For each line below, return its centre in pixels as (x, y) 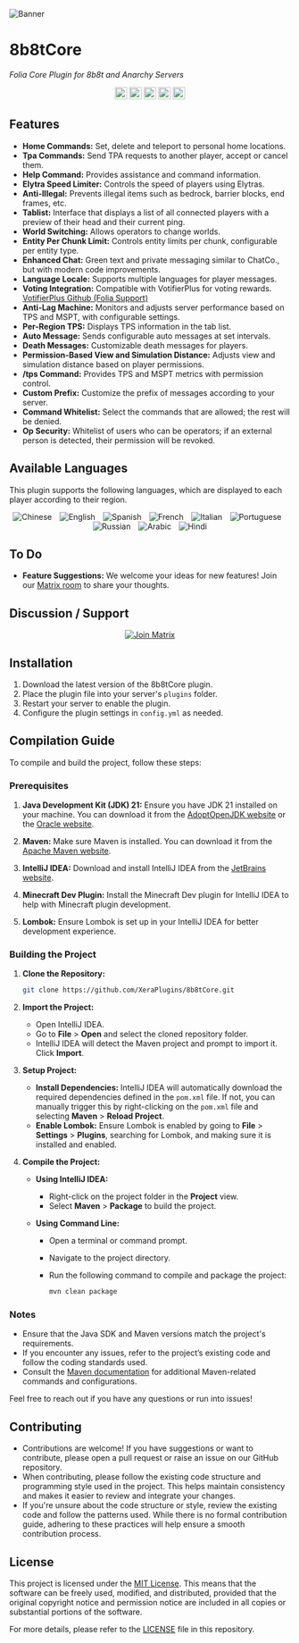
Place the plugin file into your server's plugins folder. (120, 694)
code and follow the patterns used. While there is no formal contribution (154, 1515)
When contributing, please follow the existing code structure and (141, 1477)
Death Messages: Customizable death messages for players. (135, 345)
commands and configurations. (79, 1381)
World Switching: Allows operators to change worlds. (121, 231)
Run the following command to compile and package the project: (168, 1275)
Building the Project (53, 954)
